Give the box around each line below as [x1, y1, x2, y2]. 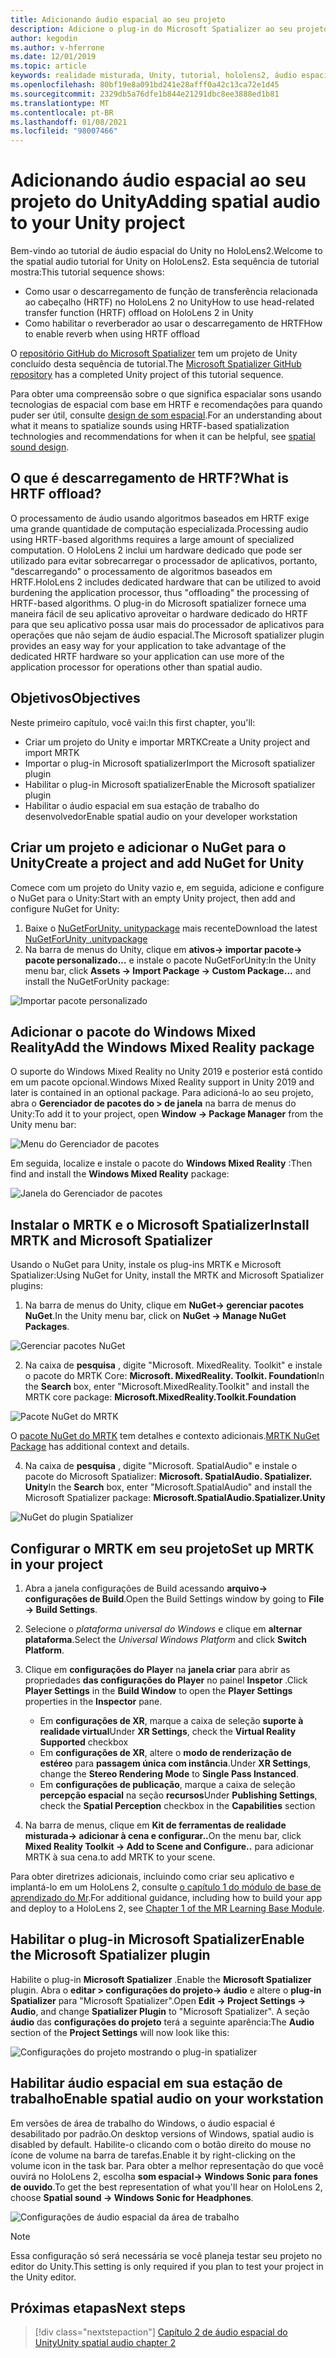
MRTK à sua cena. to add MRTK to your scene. [24, 1851, 216, 1863]
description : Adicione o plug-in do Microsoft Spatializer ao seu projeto [10, 24, 329, 34]
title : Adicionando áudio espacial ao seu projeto [10, 14, 226, 25]
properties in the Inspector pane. [24, 1695, 163, 1707]
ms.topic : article [10, 61, 87, 71]
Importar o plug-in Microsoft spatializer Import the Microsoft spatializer [24, 757, 316, 769]
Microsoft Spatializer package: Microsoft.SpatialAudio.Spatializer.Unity [24, 1492, 326, 1504]
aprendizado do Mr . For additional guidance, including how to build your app [10, 1891, 323, 1903]
